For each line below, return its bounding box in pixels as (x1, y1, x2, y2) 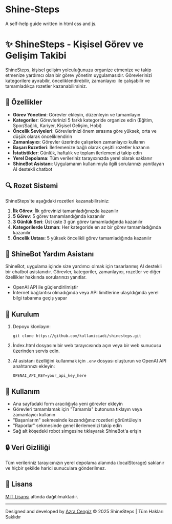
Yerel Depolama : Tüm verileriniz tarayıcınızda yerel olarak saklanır (12, 155, 153, 161)
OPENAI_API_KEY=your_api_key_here (12, 373, 87, 378)
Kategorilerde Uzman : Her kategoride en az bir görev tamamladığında (12, 224, 161, 230)
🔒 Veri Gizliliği (5, 444, 50, 452)
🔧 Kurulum (5, 310, 39, 318)
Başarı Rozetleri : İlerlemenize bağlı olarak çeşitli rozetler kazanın (12, 144, 150, 150)
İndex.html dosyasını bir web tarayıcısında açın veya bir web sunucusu (12, 342, 162, 349)
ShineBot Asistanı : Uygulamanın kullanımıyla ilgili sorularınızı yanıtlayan (12, 160, 165, 167)
